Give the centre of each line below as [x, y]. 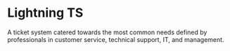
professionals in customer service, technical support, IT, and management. [116, 39]
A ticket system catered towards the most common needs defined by [107, 32]
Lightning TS [45, 13]
